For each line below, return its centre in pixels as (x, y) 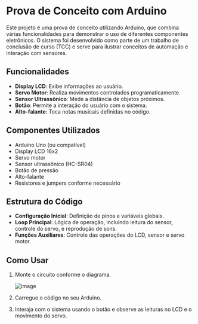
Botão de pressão (36, 170)
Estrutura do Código (44, 201)
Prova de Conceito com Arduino (86, 11)
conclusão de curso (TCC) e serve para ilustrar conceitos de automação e (97, 47)
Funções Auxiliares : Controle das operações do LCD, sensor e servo (100, 235)
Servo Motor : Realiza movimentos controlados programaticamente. (98, 92)
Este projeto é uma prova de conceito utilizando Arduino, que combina (93, 27)
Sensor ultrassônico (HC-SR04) (54, 164)
